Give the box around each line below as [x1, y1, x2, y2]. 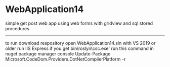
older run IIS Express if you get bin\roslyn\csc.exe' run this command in [5, 45, 154, 51]
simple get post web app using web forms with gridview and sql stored [5, 20, 153, 26]
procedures [5, 25, 29, 31]
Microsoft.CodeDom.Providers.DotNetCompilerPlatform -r [5, 56, 126, 62]
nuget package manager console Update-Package [5, 50, 111, 56]
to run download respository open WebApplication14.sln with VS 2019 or [5, 40, 156, 46]
